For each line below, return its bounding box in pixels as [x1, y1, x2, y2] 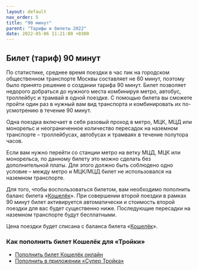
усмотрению [6, 107, 39, 114]
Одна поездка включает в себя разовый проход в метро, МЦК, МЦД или [6, 118, 192, 125]
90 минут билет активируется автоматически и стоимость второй [6, 198, 175, 206]
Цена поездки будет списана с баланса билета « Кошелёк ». [6, 222, 158, 229]
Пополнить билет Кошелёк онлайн [14, 251, 103, 258]
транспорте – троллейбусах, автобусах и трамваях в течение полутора [6, 131, 189, 138]
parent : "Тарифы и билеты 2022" [6, 25, 86, 32]
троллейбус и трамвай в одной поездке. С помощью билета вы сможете [6, 94, 193, 101]
